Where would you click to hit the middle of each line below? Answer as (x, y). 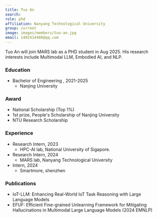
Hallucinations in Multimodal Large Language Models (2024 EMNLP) (82, 210)
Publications (21, 183)
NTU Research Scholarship (40, 120)
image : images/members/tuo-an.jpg (41, 33)
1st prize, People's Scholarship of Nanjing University (66, 115)
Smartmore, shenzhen (42, 170)
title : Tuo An (20, 10)
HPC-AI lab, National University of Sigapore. (65, 149)
